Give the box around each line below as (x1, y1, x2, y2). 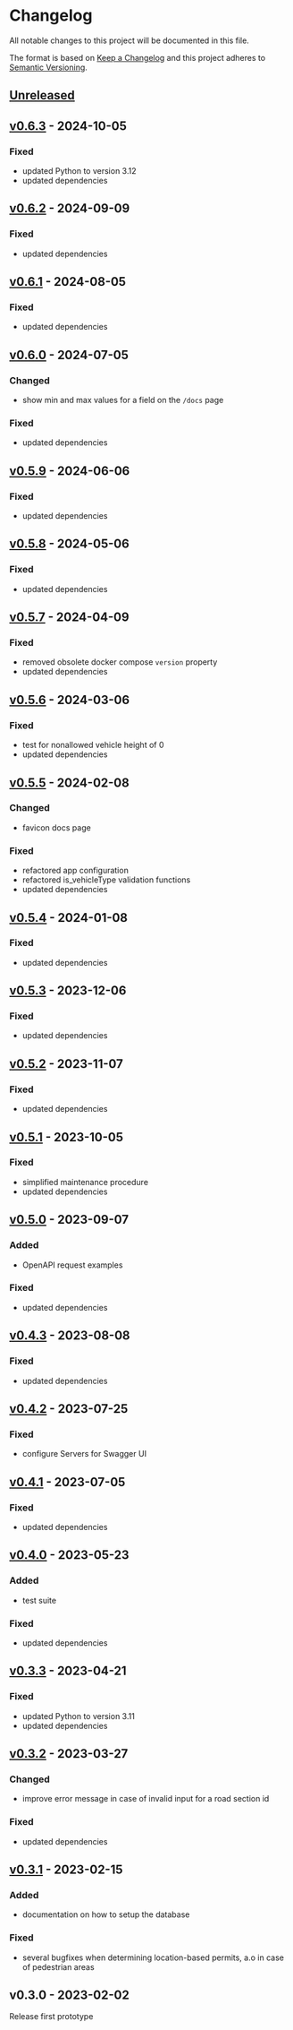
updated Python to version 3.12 (21, 166, 137, 176)
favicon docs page (21, 821, 91, 833)
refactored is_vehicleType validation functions (21, 874, 191, 885)
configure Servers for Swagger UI (21, 1449, 147, 1459)
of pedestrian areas (21, 1961, 96, 1972)
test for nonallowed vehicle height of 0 (21, 740, 164, 751)
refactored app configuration (21, 865, 130, 876)
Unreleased (9, 88, 76, 103)
